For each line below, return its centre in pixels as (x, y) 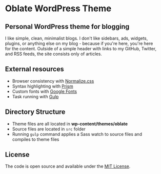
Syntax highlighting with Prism (43, 86)
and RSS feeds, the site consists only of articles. (54, 54)
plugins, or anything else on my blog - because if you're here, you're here (79, 43)
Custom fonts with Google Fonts (44, 91)
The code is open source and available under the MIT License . (68, 166)
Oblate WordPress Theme (58, 9)
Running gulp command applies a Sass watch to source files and (77, 134)
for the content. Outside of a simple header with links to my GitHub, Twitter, (81, 49)
